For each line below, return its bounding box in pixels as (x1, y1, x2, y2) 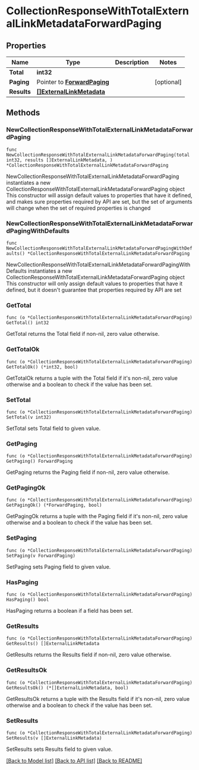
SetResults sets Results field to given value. (6, 746, 113, 753)
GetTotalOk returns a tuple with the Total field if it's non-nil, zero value (6, 374, 178, 382)
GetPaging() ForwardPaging (6, 459, 73, 465)
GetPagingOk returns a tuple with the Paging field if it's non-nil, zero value (6, 513, 188, 520)
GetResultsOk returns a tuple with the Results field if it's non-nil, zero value (6, 695, 190, 702)
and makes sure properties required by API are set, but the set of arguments (6, 198, 192, 205)
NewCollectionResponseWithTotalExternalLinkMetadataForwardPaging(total (6, 152, 190, 158)
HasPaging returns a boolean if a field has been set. (6, 607, 133, 615)
